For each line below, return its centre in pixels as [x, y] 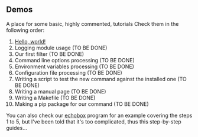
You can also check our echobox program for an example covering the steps [99, 115]
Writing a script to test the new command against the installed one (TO [101, 79]
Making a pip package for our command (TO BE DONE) [82, 104]
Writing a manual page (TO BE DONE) [60, 91]
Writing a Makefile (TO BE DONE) [55, 98]
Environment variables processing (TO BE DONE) [74, 66]
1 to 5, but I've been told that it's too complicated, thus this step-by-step [94, 121]
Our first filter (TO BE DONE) [49, 54]
